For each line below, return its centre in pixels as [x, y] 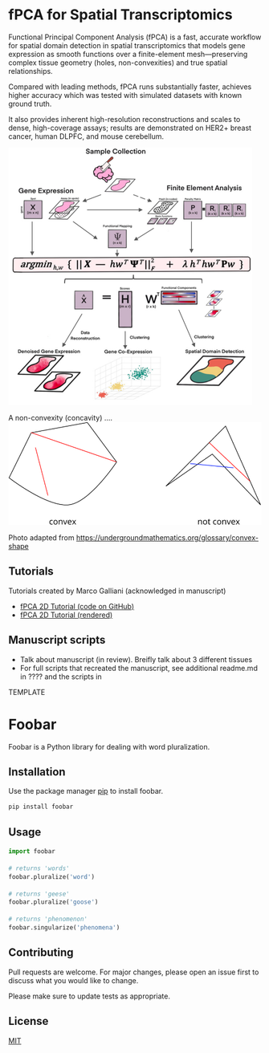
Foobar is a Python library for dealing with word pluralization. [109, 746]
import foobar [32, 852]
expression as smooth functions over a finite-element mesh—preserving [128, 54]
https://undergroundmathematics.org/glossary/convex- [167, 538]
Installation [37, 772]
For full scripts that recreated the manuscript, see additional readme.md [139, 668]
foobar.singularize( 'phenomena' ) [64, 928]
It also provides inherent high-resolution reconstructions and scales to [124, 119]
